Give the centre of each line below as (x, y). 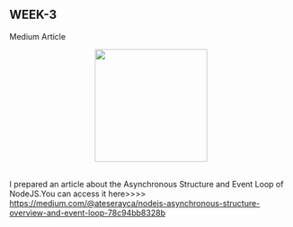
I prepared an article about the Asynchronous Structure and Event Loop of (146, 184)
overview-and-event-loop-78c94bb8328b (88, 213)
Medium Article (37, 36)
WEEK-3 (33, 15)
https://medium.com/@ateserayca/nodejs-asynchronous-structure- (135, 203)
